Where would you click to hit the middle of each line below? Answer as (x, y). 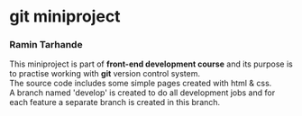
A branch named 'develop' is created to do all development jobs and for (142, 93)
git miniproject (65, 17)
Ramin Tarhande (46, 45)
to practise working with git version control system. (105, 74)
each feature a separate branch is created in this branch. (115, 103)
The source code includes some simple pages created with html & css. (141, 84)
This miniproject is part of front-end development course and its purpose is (151, 64)
